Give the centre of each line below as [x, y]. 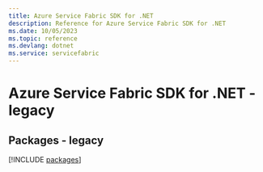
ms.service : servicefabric [54, 53]
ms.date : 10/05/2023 [43, 31]
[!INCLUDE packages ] [45, 159]
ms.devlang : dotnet [41, 46]
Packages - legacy [56, 140]
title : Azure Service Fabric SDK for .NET [81, 16]
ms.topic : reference [43, 38]
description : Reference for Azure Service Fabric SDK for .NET [117, 23]
